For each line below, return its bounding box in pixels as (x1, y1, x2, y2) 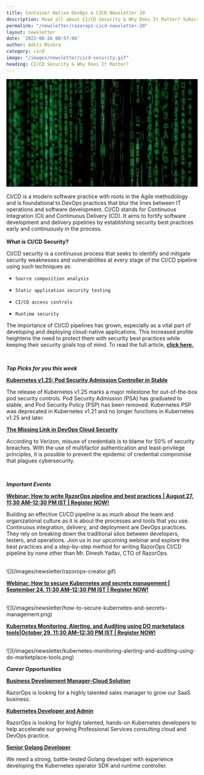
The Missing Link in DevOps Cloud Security (6, 426, 118, 433)
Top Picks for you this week (6, 365, 78, 372)
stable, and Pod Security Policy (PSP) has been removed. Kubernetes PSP (6, 401, 191, 409)
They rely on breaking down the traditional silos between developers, (6, 530, 180, 538)
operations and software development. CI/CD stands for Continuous (6, 206, 177, 213)
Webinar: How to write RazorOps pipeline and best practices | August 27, (6, 493, 194, 500)
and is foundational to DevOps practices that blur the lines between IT (6, 200, 181, 207)
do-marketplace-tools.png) (6, 654, 75, 661)
